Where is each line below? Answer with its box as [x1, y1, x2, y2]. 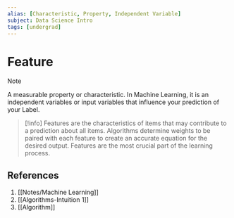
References [7, 169, 59, 181]
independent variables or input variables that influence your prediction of [7, 98, 220, 106]
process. [24, 149, 51, 158]
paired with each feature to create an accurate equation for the [24, 134, 208, 143]
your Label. [7, 105, 40, 114]
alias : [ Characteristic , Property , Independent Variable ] [7, 10, 181, 18]
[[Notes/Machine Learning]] [17, 188, 99, 197]
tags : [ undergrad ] [7, 23, 61, 30]
